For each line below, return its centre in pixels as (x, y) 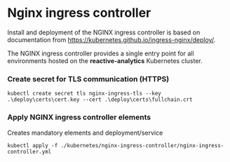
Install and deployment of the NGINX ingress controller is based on (104, 32)
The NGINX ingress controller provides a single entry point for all (101, 53)
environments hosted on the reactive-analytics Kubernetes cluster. (105, 60)
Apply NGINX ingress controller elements (79, 117)
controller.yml (29, 151)
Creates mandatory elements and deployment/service (85, 133)
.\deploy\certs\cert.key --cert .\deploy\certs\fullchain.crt (100, 100)
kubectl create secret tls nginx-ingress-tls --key (84, 94)
